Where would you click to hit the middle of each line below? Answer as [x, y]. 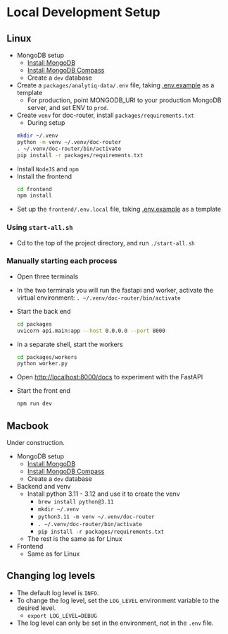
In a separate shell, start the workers [70, 344]
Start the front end [44, 391]
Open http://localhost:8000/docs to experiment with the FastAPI [110, 377]
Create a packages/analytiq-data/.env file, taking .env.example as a [115, 85]
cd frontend [34, 189]
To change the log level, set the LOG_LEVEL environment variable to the [118, 600]
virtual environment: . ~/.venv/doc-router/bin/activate [99, 298]
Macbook [28, 426]
